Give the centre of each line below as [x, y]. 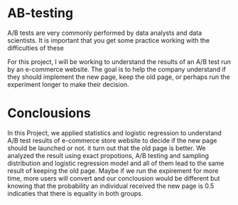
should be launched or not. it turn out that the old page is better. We [107, 148]
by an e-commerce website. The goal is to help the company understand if [117, 69]
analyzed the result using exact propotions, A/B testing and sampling [108, 155]
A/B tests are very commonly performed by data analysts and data [105, 33]
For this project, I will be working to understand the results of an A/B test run [119, 61]
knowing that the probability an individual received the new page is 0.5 [111, 186]
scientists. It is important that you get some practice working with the [109, 40]
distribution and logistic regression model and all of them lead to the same [116, 163]
